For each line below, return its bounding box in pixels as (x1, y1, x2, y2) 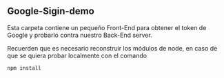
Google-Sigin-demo (7, 5, 94, 17)
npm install (7, 64, 41, 71)
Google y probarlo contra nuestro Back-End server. (7, 31, 153, 39)
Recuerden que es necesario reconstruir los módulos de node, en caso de (7, 44, 218, 52)
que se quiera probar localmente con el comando (7, 51, 147, 60)
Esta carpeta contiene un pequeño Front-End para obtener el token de (7, 23, 207, 31)
